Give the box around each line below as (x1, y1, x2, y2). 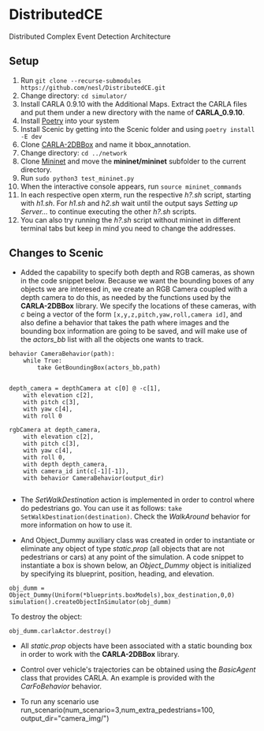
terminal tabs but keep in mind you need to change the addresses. (20, 223, 236, 233)
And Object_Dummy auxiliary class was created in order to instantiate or (20, 535, 255, 545)
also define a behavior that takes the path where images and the (20, 317, 229, 327)
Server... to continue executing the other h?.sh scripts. (20, 207, 197, 216)
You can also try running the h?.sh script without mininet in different (20, 215, 241, 224)
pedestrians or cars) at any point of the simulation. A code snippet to (20, 552, 244, 561)
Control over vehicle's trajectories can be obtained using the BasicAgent (20, 665, 256, 674)
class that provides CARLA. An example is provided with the (20, 673, 215, 682)
